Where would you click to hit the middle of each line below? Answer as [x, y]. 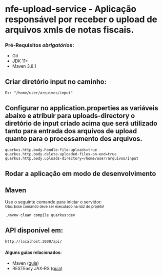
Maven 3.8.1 [24, 66]
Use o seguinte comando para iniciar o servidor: [53, 202]
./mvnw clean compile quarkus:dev [40, 215]
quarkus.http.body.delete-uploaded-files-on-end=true [61, 154]
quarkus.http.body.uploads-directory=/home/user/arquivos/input [72, 159]
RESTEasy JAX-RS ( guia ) [37, 269]
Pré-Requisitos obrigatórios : [40, 45]
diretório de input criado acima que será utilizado [81, 123]
